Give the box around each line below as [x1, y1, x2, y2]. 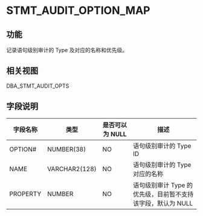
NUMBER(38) [47, 145, 86, 153]
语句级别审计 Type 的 [132, 181, 193, 189]
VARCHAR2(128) [47, 165, 97, 173]
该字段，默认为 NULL [132, 199, 193, 208]
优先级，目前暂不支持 [132, 190, 194, 198]
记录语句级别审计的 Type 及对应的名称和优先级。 [6, 47, 128, 53]
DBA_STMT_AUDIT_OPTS [6, 82, 69, 90]
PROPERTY [9, 189, 42, 198]
